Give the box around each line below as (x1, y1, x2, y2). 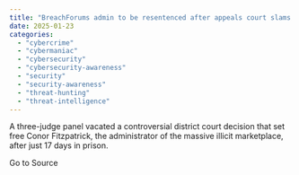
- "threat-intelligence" (17, 96, 110, 106)
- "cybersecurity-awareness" (17, 64, 127, 73)
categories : (9, 30, 54, 39)
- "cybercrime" (17, 38, 75, 48)
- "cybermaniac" (17, 47, 78, 56)
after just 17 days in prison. (9, 140, 109, 151)
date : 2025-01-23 (9, 22, 75, 31)
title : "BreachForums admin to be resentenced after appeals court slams (9, 13, 292, 22)
